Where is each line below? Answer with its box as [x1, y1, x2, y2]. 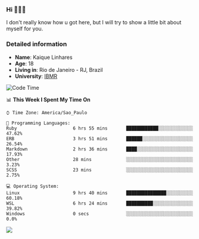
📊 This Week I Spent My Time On [6, 96, 91, 103]
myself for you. [6, 25, 43, 32]
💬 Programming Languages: [6, 120, 70, 126]
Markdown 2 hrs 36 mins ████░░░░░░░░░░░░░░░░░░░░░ [6, 146, 194, 152]
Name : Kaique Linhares [14, 54, 73, 61]
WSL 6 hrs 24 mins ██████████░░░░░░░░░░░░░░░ [6, 200, 194, 206]
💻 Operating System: [6, 183, 60, 189]
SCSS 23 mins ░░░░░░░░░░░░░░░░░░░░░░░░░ [6, 166, 194, 173]
